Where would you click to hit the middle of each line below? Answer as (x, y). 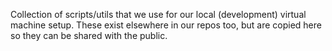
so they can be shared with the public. (89, 35)
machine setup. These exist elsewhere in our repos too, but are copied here (166, 25)
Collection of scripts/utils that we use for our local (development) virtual (158, 14)
